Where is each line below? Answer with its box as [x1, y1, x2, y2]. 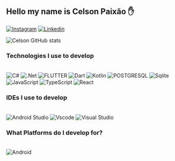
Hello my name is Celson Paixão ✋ [6, 7, 135, 17]
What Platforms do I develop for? [6, 128, 103, 137]
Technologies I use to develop [6, 51, 94, 60]
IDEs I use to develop [6, 94, 68, 102]
